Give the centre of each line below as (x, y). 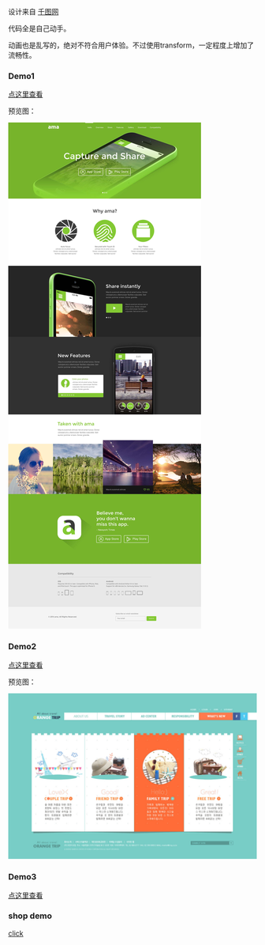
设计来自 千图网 (34, 11)
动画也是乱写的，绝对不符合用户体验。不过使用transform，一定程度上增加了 (131, 45)
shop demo (30, 916)
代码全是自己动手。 (39, 28)
